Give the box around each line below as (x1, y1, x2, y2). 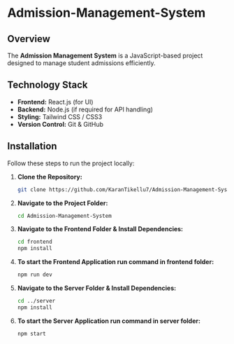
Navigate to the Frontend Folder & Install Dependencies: (17, 225, 184, 233)
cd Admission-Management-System (17, 212, 112, 219)
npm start (17, 330, 47, 337)
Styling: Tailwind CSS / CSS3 (17, 112, 103, 121)
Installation (7, 140, 57, 152)
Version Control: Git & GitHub (17, 120, 103, 128)
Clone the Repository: (17, 172, 82, 181)
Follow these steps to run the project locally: (7, 159, 135, 167)
